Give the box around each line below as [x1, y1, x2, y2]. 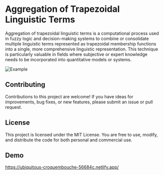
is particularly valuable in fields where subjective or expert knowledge [5, 51, 148, 57]
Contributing [5, 81, 45, 89]
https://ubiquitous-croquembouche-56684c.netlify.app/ [5, 164, 119, 170]
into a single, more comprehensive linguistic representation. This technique [5, 46, 158, 52]
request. [5, 104, 22, 110]
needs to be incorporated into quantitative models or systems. [5, 56, 132, 62]
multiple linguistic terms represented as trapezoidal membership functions [5, 41, 157, 46]
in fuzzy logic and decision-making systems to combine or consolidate [5, 36, 149, 42]
